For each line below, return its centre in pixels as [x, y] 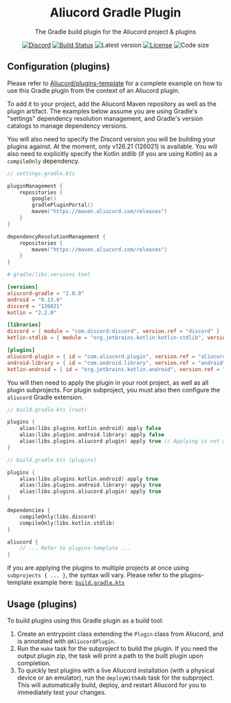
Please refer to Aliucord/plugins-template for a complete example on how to [114, 83]
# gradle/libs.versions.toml [49, 275]
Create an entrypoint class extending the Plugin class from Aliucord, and [120, 634]
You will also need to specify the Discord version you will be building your [111, 139]
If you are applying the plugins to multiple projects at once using [98, 568]
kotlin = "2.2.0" [32, 313]
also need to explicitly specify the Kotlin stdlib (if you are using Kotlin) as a [112, 153]
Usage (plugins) [42, 604]
